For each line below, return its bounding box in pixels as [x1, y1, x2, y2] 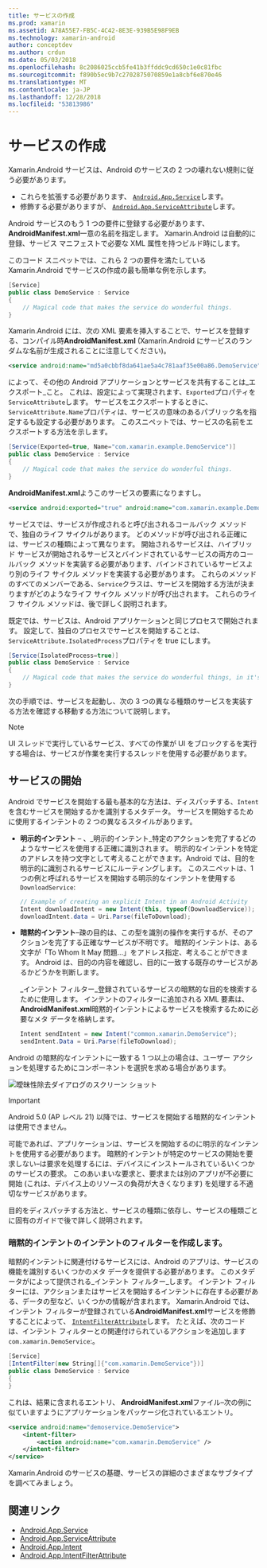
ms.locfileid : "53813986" [8, 100, 94, 108]
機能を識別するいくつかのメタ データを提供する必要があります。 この [8, 1266, 234, 1277]
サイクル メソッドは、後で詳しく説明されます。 [17, 598, 172, 609]
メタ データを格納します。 [33, 1014, 119, 1024]
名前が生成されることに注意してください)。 [29, 346, 171, 356]
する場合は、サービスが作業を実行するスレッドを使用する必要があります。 [8, 749, 252, 758]
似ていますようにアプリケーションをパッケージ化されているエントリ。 [8, 1407, 238, 1417]
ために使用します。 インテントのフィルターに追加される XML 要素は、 [19, 994, 250, 1004]
